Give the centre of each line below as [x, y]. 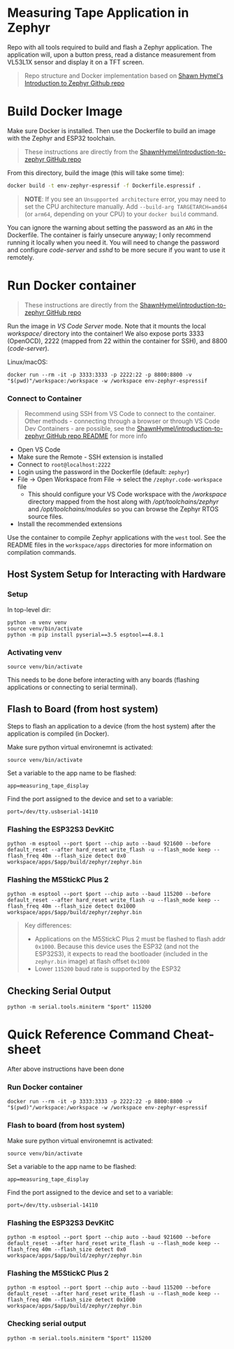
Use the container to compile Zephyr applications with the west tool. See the [117, 537]
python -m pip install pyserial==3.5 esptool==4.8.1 [86, 635]
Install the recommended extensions [70, 524]
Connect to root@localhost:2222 [64, 464]
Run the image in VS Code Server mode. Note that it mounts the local [107, 326]
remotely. [21, 257]
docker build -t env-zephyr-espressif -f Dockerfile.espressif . [104, 186]
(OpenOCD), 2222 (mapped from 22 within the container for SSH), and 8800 [117, 340]
